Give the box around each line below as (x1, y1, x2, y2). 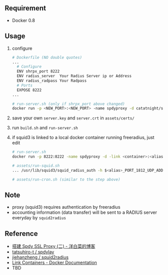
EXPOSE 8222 (17, 87, 42, 92)
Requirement (5, 4, 46, 13)
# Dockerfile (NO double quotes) (12, 55, 82, 60)
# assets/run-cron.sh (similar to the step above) (12, 177, 121, 182)
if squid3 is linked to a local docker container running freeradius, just (12, 134, 154, 141)
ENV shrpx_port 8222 (17, 69, 60, 74)
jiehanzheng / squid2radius (12, 254, 69, 260)
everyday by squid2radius (12, 215, 66, 221)
